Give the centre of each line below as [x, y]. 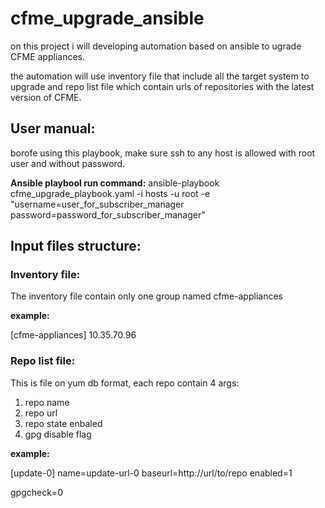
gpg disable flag [58, 434]
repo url [41, 413]
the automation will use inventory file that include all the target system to [160, 76]
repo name [47, 402]
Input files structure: [76, 246]
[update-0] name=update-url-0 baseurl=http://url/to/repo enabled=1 [151, 473]
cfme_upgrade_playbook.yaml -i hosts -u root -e [110, 193]
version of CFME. [46, 97]
